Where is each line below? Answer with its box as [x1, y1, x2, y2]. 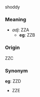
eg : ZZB [19, 32, 35, 38]
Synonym [5, 67, 28, 74]
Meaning [5, 16, 27, 23]
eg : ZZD [5, 78, 21, 84]
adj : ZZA [12, 27, 29, 33]
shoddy [5, 4, 20, 10]
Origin [5, 44, 20, 51]
